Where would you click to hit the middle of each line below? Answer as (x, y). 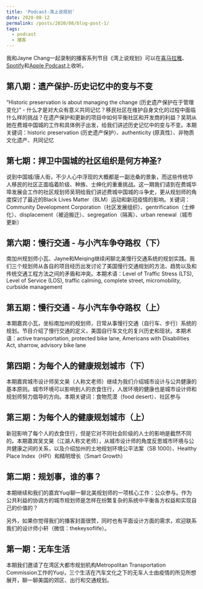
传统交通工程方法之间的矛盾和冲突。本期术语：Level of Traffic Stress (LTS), (100, 274)
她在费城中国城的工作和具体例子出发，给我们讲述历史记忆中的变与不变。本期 (101, 125)
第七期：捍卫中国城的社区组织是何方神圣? (84, 161)
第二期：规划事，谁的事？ (54, 477)
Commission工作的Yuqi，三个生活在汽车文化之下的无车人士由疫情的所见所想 (101, 572)
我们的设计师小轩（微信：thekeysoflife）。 (58, 528)
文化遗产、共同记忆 (30, 140)
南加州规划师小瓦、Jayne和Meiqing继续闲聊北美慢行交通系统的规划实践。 (98, 258)
